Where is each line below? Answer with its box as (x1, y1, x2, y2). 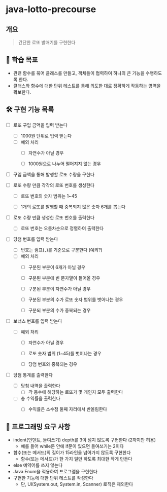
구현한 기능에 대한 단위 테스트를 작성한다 (13, 475, 93, 481)
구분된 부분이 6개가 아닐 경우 (28, 264, 86, 270)
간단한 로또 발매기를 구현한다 (18, 40, 76, 45)
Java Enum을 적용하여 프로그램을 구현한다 (13, 469, 98, 475)
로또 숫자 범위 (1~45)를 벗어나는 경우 (28, 351, 102, 356)
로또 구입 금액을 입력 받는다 (13, 122, 68, 128)
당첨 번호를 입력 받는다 (13, 236, 58, 242)
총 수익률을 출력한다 (20, 395, 60, 401)
